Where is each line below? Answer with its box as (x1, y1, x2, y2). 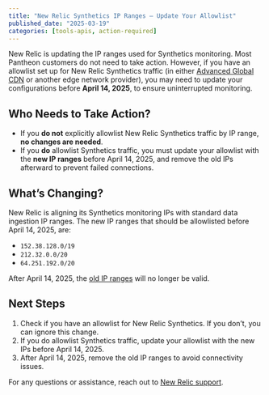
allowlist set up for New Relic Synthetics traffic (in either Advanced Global (8, 66, 254, 76)
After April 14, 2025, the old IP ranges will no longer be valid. (8, 274, 210, 283)
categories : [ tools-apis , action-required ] (8, 27, 158, 35)
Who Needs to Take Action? (8, 107, 151, 121)
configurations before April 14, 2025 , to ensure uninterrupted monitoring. (8, 83, 253, 93)
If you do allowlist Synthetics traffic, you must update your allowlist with (19, 146, 260, 155)
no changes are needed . (19, 137, 103, 147)
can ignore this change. (19, 327, 99, 337)
